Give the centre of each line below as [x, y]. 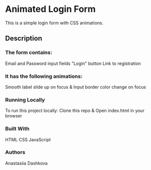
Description [24, 38]
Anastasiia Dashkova [27, 163]
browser [14, 116]
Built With [17, 129]
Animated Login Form [50, 9]
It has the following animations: [44, 76]
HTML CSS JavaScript [28, 139]
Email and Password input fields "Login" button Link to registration [73, 63]
